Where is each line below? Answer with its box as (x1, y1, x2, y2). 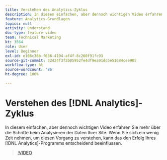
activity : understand (5, 26, 50, 31)
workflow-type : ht (5, 62, 43, 67)
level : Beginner (5, 49, 39, 53)
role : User (5, 44, 28, 49)
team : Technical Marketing (5, 35, 61, 40)
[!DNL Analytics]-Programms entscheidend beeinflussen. (5, 140, 123, 146)
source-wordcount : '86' (5, 67, 55, 72)
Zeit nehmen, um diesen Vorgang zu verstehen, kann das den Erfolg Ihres (5, 135, 156, 141)
